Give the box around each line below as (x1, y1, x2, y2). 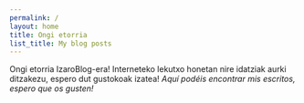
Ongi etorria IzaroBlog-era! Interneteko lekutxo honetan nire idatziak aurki (9, 64, 287, 75)
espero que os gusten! (9, 83, 94, 94)
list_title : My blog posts (9, 38, 112, 48)
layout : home (9, 22, 59, 31)
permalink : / (9, 13, 59, 23)
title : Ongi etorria (9, 30, 89, 39)
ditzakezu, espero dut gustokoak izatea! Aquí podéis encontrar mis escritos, (9, 74, 296, 85)
